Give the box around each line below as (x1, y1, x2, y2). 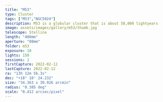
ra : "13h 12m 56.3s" (5, 71, 47, 76)
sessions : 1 (5, 57, 29, 62)
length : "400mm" (5, 35, 38, 40)
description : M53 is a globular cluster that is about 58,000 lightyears (5, 21, 159, 26)
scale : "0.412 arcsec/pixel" (5, 89, 64, 94)
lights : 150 (5, 52, 29, 58)
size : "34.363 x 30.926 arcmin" (5, 80, 71, 85)
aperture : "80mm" (5, 39, 41, 44)
